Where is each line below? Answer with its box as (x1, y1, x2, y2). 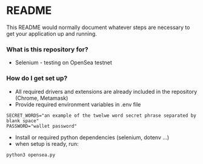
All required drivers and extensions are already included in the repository (15, 88, 198, 95)
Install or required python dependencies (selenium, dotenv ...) (15, 134, 170, 141)
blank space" (6, 117, 39, 124)
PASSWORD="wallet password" (6, 123, 78, 129)
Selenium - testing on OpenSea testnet (15, 59, 112, 67)
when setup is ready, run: (15, 140, 79, 147)
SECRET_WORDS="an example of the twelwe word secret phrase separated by (6, 113, 197, 119)
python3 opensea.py (6, 152, 56, 158)
